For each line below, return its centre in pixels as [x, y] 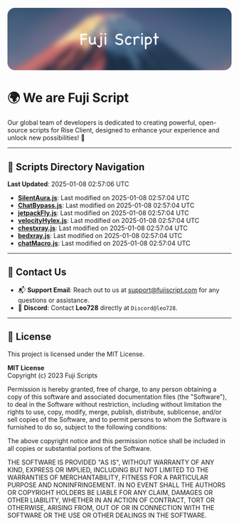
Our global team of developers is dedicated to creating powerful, [102, 123]
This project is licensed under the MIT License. [76, 354]
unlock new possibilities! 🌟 [46, 138]
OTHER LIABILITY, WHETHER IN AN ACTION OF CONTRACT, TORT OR [111, 500]
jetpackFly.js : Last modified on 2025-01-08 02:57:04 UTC [103, 213]
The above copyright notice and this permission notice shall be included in [116, 441]
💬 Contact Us [37, 272]
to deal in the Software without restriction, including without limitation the [115, 404]
